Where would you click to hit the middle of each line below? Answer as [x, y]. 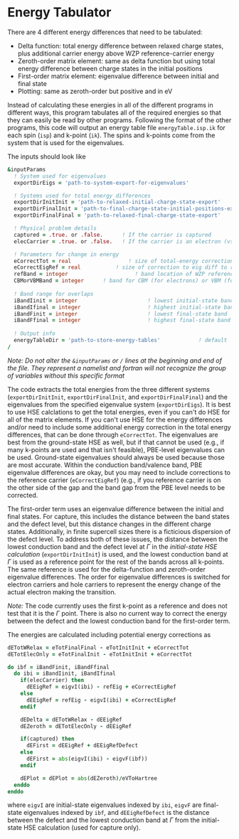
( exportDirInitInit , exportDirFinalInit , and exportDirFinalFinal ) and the [118, 397]
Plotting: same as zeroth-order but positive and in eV [95, 91]
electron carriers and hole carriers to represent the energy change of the [114, 584]
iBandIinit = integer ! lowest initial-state [116, 300]
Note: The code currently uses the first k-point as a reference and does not [117, 606]
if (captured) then [47, 739]
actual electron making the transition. [62, 592]
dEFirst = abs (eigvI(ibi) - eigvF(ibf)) [87, 759]
